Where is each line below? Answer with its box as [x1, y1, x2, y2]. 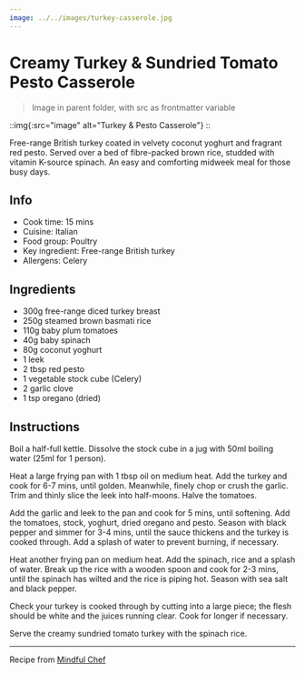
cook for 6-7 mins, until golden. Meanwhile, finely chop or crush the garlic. [9, 480, 289, 491]
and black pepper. [9, 583, 77, 594]
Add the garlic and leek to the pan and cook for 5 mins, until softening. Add [9, 508, 290, 518]
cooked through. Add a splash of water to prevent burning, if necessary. [9, 537, 280, 547]
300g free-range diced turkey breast [22, 306, 161, 317]
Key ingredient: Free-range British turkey [22, 246, 175, 257]
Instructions [9, 419, 80, 435]
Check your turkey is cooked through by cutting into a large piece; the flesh [9, 601, 292, 611]
